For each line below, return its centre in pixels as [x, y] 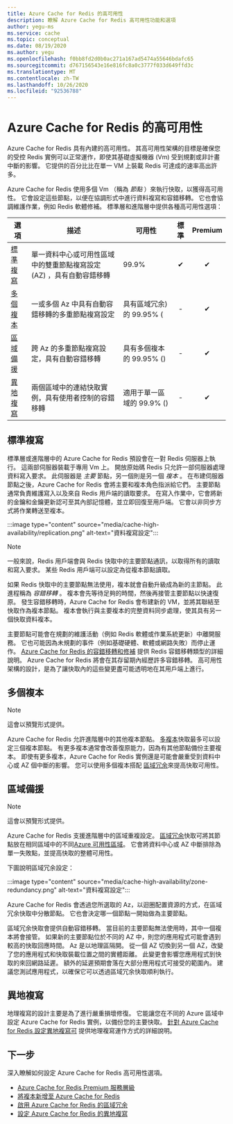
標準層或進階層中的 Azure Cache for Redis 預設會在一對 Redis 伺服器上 [109, 458]
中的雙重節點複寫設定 [66, 265]
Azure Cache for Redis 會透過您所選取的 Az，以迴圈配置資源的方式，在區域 [115, 904]
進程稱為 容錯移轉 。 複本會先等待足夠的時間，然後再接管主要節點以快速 [110, 593]
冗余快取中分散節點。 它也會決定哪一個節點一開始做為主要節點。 [99, 913]
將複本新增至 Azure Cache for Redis [68, 1096]
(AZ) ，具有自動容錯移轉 [71, 275]
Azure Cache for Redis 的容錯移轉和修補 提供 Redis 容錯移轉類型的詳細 [122, 651]
